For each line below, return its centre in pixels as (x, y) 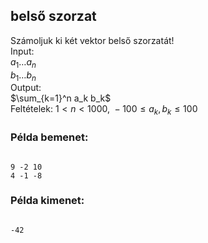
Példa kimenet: (47, 201)
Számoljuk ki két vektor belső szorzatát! (92, 40)
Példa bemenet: (49, 137)
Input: (22, 51)
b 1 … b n (23, 76)
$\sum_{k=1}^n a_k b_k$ (61, 98)
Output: (26, 88)
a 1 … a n (23, 62)
